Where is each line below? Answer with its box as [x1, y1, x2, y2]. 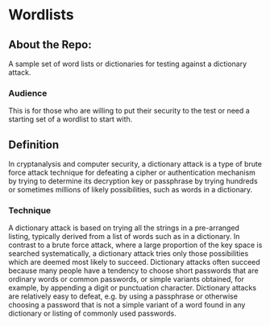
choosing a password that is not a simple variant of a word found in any [8, 300, 246, 310]
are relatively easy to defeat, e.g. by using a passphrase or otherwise [8, 291, 238, 301]
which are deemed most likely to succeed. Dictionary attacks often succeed [8, 258, 260, 267]
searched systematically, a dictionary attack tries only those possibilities [8, 249, 249, 258]
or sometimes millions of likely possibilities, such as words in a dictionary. [8, 185, 253, 195]
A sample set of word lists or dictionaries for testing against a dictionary [8, 59, 247, 68]
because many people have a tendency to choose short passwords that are [8, 266, 260, 275]
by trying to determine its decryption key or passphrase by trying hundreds [8, 176, 258, 186]
